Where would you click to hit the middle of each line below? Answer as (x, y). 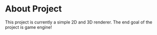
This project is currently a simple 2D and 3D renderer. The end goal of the (79, 22)
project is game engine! (29, 27)
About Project (33, 9)
